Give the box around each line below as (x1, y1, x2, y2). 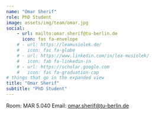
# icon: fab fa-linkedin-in (17, 58, 92, 64)
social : (6, 25, 25, 31)
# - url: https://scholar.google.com (17, 63, 110, 70)
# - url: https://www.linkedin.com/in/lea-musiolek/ (17, 53, 150, 59)
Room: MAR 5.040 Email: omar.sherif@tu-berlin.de (6, 102, 129, 109)
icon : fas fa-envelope (21, 36, 78, 42)
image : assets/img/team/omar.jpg (6, 20, 89, 25)
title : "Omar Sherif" (6, 81, 60, 87)
